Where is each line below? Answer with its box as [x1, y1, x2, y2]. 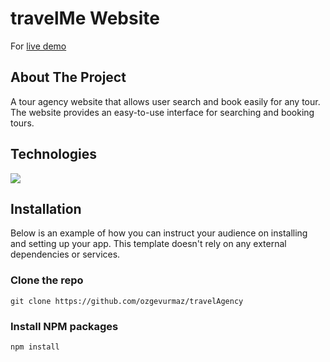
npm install [10, 342, 60, 352]
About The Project [10, 69, 127, 86]
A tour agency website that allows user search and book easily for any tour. [10, 95, 321, 107]
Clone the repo [10, 273, 84, 287]
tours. [10, 117, 35, 129]
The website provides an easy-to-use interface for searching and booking [10, 106, 315, 118]
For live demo [10, 40, 67, 52]
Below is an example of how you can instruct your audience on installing [10, 227, 308, 239]
